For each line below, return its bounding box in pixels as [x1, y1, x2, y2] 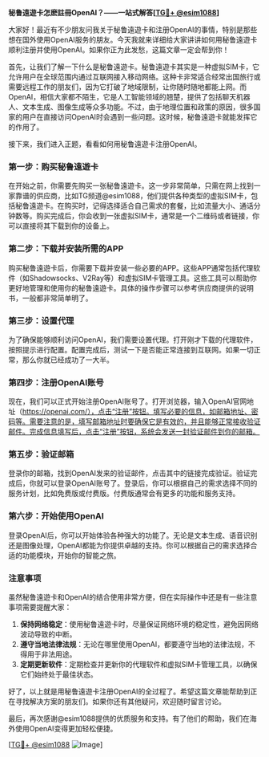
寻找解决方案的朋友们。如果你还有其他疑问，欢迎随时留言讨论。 [14, 697, 226, 706]
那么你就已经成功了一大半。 [22, 355, 114, 364]
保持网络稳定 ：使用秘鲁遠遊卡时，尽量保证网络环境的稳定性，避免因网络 [19, 620, 259, 629]
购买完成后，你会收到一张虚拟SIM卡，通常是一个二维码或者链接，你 [35, 211, 260, 221]
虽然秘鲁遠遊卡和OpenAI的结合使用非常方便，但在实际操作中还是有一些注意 [8, 592, 258, 602]
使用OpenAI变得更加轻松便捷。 [14, 724, 118, 734]
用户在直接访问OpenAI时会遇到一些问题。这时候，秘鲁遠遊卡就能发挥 [22, 112, 251, 121]
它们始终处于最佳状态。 [19, 669, 98, 679]
